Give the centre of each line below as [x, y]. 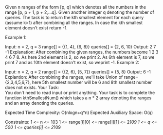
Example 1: [16, 37]
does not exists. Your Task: [32, 87]
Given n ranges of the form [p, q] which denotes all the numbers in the [76, 7]
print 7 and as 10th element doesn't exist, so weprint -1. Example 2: [72, 62]
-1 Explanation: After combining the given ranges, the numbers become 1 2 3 [82, 52]
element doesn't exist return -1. [36, 28]
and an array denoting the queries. [40, 103]
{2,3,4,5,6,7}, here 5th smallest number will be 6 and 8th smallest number [79, 82]
